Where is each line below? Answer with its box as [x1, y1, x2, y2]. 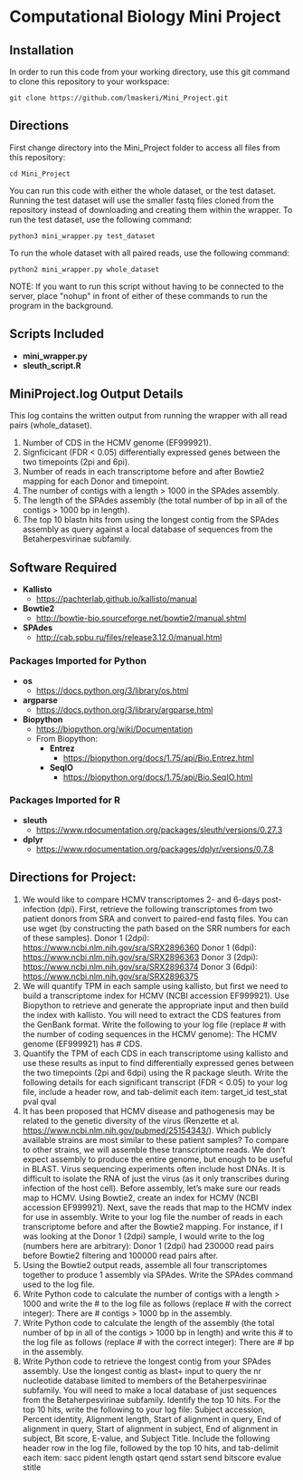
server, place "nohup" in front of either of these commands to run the [9, 290, 269, 301]
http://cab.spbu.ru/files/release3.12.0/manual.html [35, 632, 223, 643]
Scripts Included [9, 326, 105, 341]
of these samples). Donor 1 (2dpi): [22, 932, 150, 943]
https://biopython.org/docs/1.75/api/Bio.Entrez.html [62, 752, 255, 763]
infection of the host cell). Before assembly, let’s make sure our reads [22, 1182, 281, 1193]
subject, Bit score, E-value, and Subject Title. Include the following [22, 1433, 270, 1444]
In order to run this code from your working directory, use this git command [9, 66, 290, 77]
